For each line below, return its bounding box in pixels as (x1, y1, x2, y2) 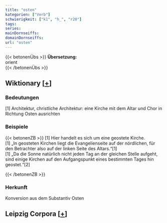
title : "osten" (5, 7, 37, 13)
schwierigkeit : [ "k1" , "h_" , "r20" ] (5, 17, 82, 22)
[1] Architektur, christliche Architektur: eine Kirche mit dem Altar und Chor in (5, 105, 162, 111)
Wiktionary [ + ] (5, 79, 52, 88)
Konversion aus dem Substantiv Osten (5, 195, 84, 201)
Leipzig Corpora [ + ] (5, 209, 68, 218)
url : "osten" (5, 40, 33, 45)
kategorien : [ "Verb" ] (5, 12, 51, 17)
